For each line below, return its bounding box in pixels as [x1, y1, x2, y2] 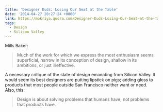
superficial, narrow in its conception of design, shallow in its [16, 57, 137, 63]
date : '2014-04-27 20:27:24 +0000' [5, 12, 77, 16]
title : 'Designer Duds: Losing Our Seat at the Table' [5, 7, 118, 12]
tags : [5, 20, 16, 26]
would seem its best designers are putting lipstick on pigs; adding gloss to [5, 77, 153, 83]
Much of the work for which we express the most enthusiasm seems [16, 52, 154, 58]
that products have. [16, 102, 56, 107]
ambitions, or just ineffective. [16, 62, 75, 68]
